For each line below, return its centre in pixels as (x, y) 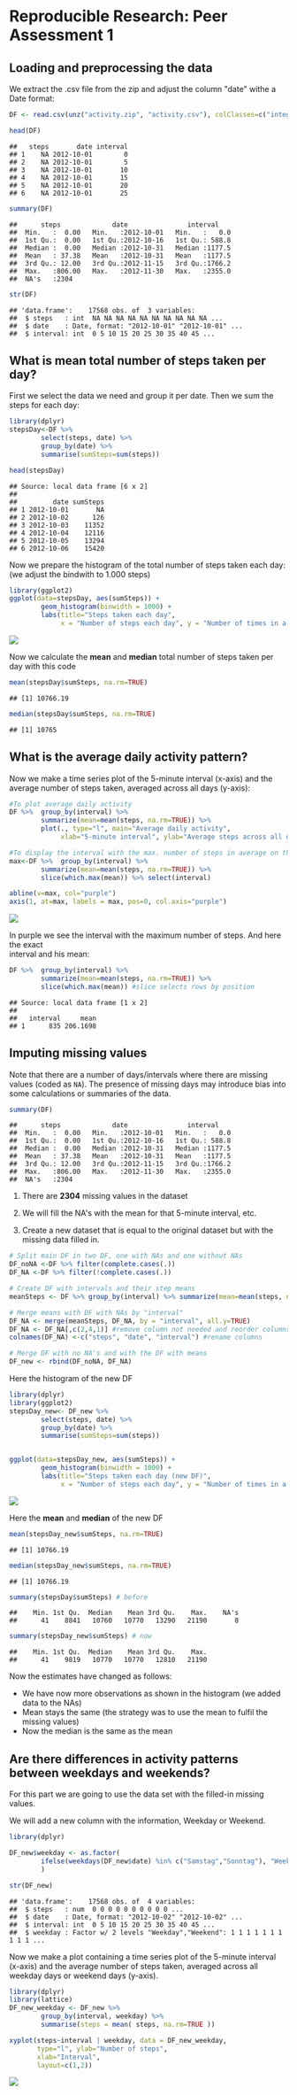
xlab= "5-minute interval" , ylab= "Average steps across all (171, 837)
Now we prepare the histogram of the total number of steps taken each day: (147, 565)
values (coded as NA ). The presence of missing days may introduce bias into (148, 1084)
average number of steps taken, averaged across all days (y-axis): (129, 788)
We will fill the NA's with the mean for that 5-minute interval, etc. (139, 1213)
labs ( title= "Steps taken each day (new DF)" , (126, 1476)
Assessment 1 (61, 35)
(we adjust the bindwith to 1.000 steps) (80, 574)
